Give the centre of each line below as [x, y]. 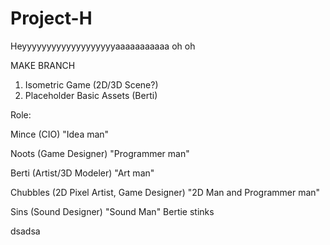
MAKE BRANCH [43, 65]
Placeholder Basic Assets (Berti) [91, 95]
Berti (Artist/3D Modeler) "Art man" [82, 173]
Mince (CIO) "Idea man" [60, 134]
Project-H [51, 18]
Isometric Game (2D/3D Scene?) [91, 84]
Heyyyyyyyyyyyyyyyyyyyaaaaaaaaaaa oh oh [103, 46]
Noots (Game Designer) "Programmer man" [100, 153]
